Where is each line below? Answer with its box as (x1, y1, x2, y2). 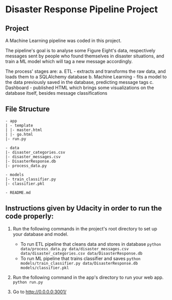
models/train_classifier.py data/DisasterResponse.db (20, 261, 138, 266)
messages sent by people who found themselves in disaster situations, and (5, 53, 164, 59)
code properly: (5, 212, 54, 221)
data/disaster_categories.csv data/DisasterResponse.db (20, 251, 143, 256)
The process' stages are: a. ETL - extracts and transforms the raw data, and (5, 68, 166, 74)
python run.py (12, 280, 43, 285)
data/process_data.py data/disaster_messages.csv (20, 246, 129, 251)
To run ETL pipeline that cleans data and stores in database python (20, 241, 162, 247)
